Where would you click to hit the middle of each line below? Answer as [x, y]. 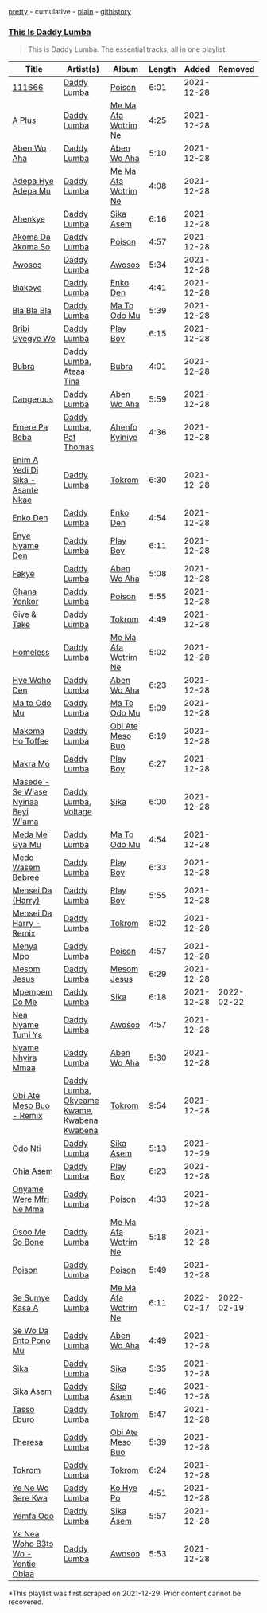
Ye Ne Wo [31, 1488]
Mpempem [33, 992]
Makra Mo [31, 764]
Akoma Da [31, 237]
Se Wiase [30, 792]
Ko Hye [124, 1488]
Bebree [26, 877]
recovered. [26, 1602]
